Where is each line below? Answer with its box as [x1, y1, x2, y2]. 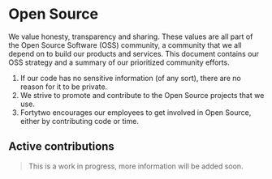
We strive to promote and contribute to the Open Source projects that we [19, 90, 265, 100]
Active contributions [8, 139, 115, 154]
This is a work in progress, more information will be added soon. [28, 161, 244, 171]
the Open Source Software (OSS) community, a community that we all [8, 40, 242, 49]
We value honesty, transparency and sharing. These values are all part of [8, 32, 253, 41]
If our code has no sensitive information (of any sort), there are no [19, 73, 241, 83]
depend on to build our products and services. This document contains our [8, 49, 260, 58]
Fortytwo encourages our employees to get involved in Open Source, [19, 107, 252, 117]
